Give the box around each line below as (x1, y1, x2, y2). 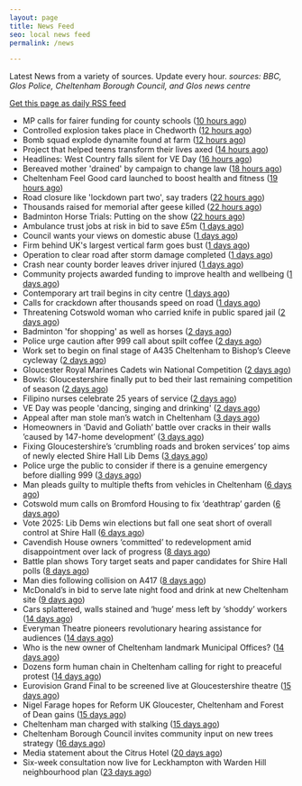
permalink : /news (9, 38, 75, 48)
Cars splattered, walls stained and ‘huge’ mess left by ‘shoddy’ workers (22, 604, 288, 615)
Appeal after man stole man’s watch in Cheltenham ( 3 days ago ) (22, 412, 261, 424)
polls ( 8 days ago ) (22, 565, 90, 577)
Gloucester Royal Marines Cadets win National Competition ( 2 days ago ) (22, 364, 291, 375)
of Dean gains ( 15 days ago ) (22, 709, 127, 720)
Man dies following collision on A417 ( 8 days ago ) (22, 575, 207, 586)
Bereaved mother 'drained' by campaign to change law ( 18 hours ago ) (22, 163, 282, 174)
